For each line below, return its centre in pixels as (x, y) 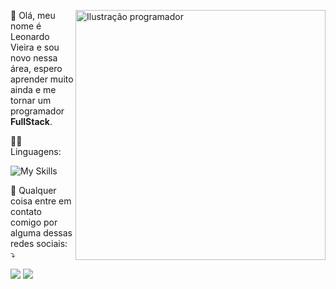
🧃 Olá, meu (33, 15)
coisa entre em (41, 201)
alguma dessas (41, 233)
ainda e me (33, 89)
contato (26, 211)
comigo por (34, 222)
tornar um (31, 100)
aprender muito (42, 79)
